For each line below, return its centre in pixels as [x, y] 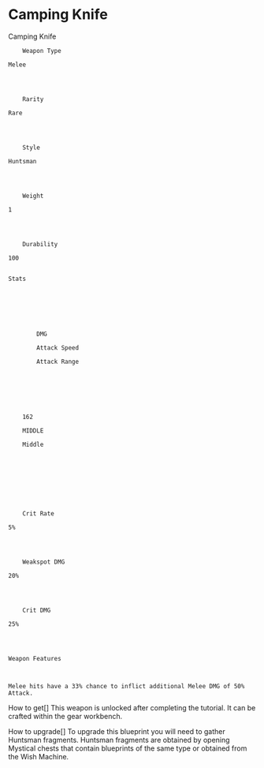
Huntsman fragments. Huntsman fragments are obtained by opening [119, 740]
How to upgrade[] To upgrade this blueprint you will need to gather [117, 731]
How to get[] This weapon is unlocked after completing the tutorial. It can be [132, 707]
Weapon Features [35, 658]
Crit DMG [37, 610]
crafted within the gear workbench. [65, 716]
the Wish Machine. [39, 756]
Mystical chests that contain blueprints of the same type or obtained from [128, 748]
